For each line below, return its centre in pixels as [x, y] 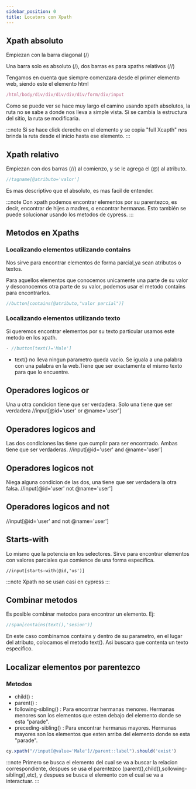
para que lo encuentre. [42, 372]
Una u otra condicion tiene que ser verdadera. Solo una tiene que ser [89, 404]
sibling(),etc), [22, 775]
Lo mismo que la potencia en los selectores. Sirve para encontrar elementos [98, 553]
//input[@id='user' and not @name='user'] [58, 521]
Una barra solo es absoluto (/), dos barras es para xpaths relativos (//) [90, 66]
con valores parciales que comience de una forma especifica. [80, 560]
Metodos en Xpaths [43, 233]
